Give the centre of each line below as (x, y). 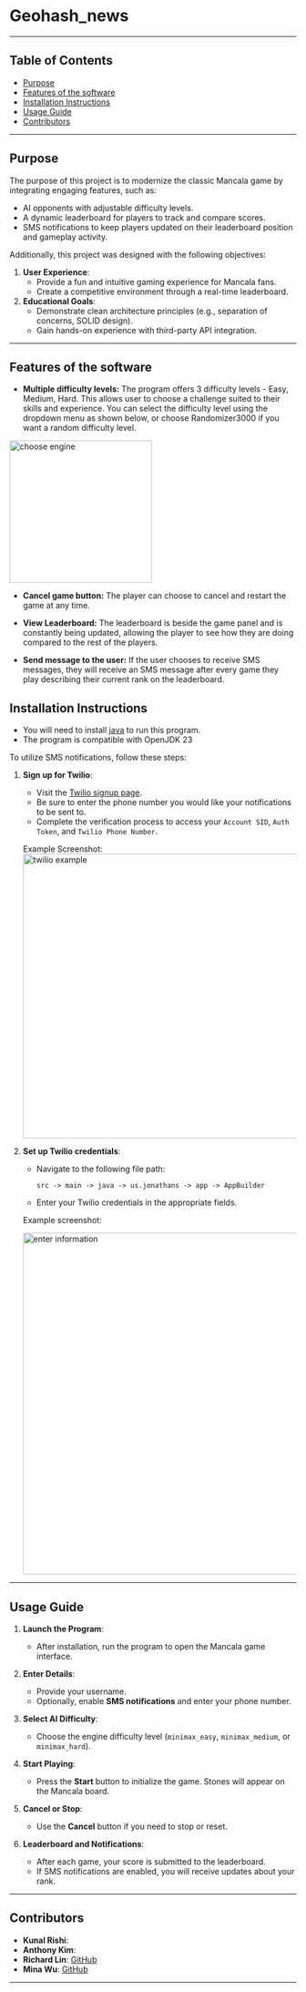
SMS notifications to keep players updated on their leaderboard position (158, 227)
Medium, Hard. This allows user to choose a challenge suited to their (151, 399)
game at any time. (56, 606)
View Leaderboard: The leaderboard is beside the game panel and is (153, 623)
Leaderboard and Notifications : (83, 1844)
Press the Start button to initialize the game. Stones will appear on (160, 1781)
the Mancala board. (73, 1791)
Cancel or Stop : (52, 1808)
